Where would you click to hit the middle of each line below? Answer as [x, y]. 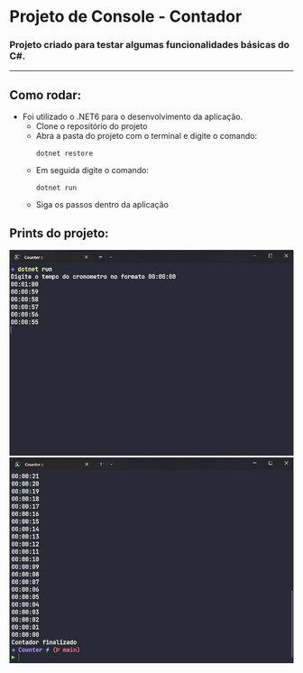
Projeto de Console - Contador [126, 17]
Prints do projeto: [60, 233]
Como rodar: [46, 95]
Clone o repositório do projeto [92, 126]
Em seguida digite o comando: [92, 171]
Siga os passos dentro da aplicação [102, 205]
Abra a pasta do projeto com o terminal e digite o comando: [147, 136]
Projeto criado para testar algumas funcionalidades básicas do [150, 45]
